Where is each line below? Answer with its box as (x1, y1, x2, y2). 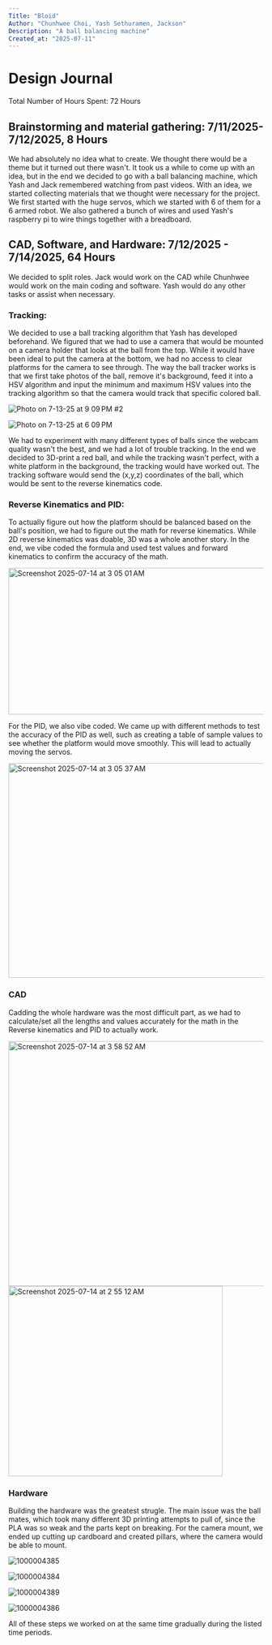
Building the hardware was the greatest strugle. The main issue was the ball (8, 1506, 261, 1515)
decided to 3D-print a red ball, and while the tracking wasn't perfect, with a (8, 453, 260, 463)
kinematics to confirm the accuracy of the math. (8, 552, 168, 562)
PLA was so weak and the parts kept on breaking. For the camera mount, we (8, 1523, 264, 1532)
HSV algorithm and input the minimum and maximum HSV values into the (8, 380, 252, 390)
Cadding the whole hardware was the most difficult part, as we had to (8, 1007, 241, 1017)
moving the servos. (8, 747, 73, 757)
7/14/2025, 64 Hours (8, 251, 116, 265)
